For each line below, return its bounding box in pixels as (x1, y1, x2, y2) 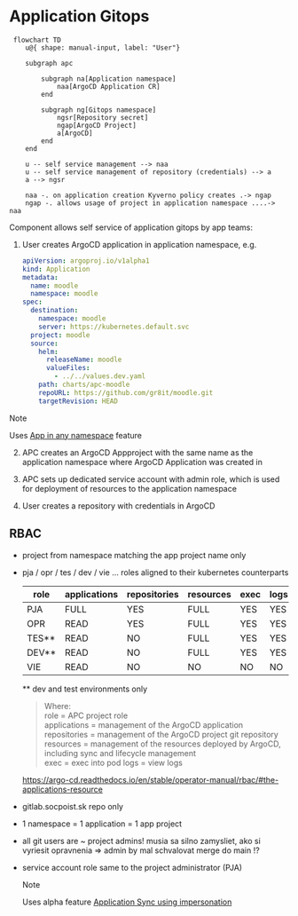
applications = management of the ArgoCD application (43, 719, 244, 730)
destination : (30, 306, 79, 315)
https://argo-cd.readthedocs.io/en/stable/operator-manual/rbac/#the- (21, 774, 279, 785)
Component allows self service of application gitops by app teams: (9, 222, 254, 233)
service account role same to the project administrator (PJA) (21, 862, 242, 873)
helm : (38, 347, 59, 356)
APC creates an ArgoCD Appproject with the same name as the (21, 446, 254, 458)
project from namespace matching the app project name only (21, 549, 247, 560)
